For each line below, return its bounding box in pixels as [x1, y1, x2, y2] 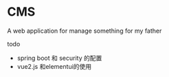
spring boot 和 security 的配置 [16, 54, 102, 62]
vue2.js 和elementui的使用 [16, 62, 92, 70]
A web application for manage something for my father [7, 27, 162, 35]
